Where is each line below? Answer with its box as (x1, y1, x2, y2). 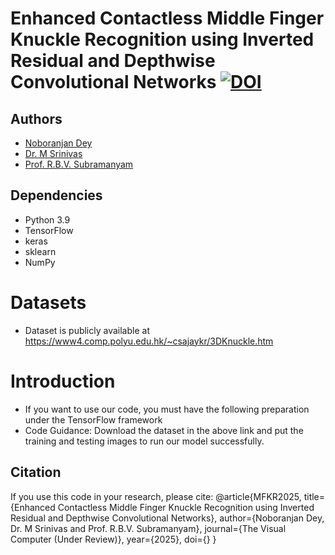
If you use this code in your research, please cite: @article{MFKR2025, (10, 490, 302, 502)
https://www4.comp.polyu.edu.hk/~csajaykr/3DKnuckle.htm (24, 335, 274, 347)
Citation (10, 464, 62, 481)
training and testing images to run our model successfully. (24, 435, 265, 447)
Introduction (10, 370, 116, 392)
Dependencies (10, 187, 103, 204)
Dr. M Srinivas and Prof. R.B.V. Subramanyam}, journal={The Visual (10, 522, 287, 534)
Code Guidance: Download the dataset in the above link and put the (24, 424, 304, 436)
